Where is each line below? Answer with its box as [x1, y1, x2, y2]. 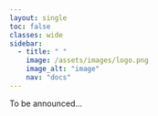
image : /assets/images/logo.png [26, 56, 149, 65]
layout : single [9, 13, 68, 23]
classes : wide [9, 30, 64, 39]
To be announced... [9, 98, 83, 109]
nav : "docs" [26, 73, 71, 82]
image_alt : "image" [26, 65, 100, 74]
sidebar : [9, 38, 43, 48]
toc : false [9, 22, 51, 31]
